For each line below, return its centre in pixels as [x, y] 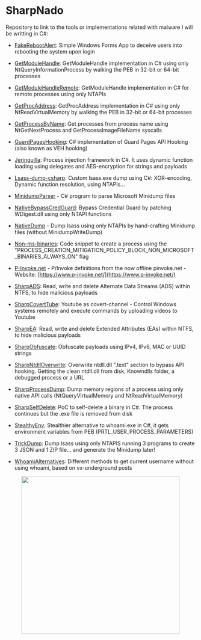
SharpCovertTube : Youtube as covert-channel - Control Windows [95, 304]
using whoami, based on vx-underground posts [73, 467]
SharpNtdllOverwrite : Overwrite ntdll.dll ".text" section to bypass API [99, 365]
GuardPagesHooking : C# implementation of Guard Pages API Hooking [101, 141]
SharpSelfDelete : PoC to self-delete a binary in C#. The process [94, 407]
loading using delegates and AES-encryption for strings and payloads [100, 166]
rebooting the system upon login [55, 51]
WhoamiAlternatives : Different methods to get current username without [104, 461]
